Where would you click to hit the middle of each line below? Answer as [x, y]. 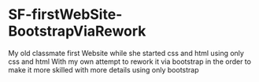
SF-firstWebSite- [65, 15]
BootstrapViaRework [77, 31]
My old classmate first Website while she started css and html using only [126, 53]
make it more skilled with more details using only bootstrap [104, 69]
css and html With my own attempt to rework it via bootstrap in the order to [130, 61]
